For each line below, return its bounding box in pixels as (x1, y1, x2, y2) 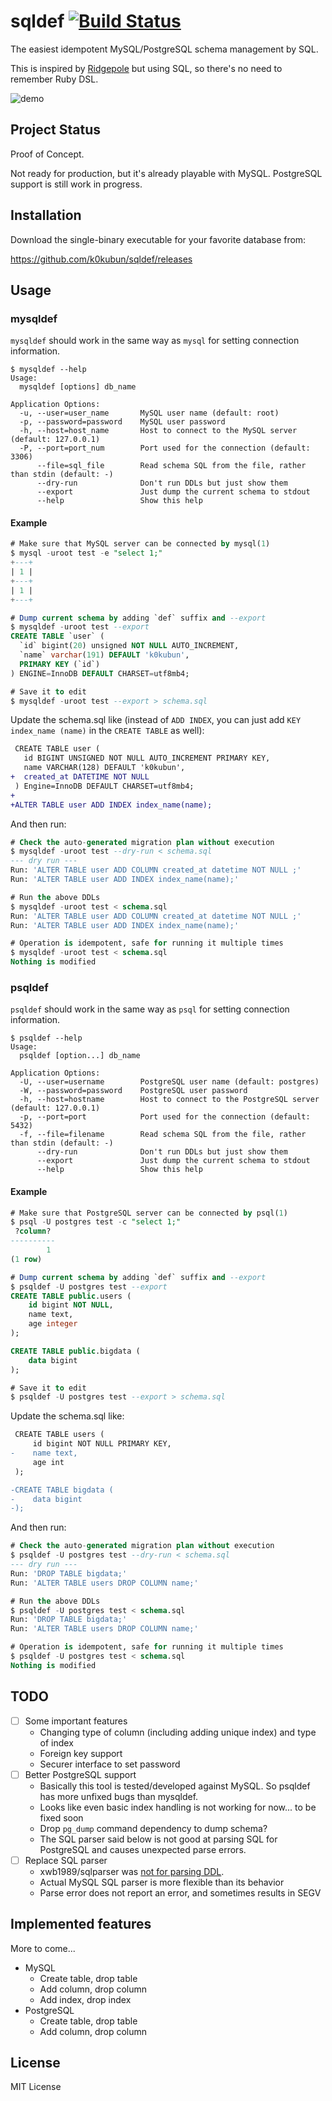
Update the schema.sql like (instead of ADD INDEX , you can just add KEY (10, 714, 302, 726)
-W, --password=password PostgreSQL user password (19, 1086, 248, 1096)
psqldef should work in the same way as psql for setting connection (10, 1003, 290, 1015)
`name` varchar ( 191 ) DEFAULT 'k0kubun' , (19, 650, 190, 660)
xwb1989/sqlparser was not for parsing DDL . (39, 1865, 225, 1877)
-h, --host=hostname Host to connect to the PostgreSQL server (19, 1095, 320, 1105)
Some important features (24, 1715, 128, 1727)
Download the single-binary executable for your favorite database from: (10, 233, 307, 245)
